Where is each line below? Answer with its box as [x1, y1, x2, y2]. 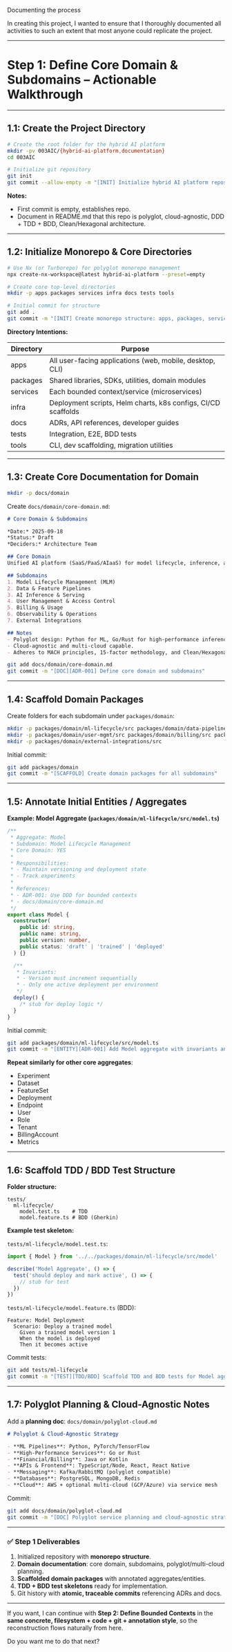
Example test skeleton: [7, 1226, 75, 1235]
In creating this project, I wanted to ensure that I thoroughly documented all [7, 19, 222, 27]
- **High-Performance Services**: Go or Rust [7, 1449, 140, 1456]
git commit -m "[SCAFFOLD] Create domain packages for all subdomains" [7, 770, 217, 777]
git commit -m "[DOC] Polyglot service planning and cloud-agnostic [7, 1514, 209, 1521]
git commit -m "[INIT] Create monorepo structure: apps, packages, [7, 315, 206, 322]
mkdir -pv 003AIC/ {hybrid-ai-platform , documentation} [7, 147, 166, 154]
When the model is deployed [19, 1335, 100, 1342]
